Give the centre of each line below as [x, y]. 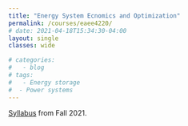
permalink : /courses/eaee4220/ [60, 23]
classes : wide [32, 46]
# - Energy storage [44, 82]
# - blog [26, 68]
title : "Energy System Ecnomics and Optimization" [94, 16]
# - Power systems [41, 90]
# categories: [32, 60]
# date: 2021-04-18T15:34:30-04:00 [68, 30]
